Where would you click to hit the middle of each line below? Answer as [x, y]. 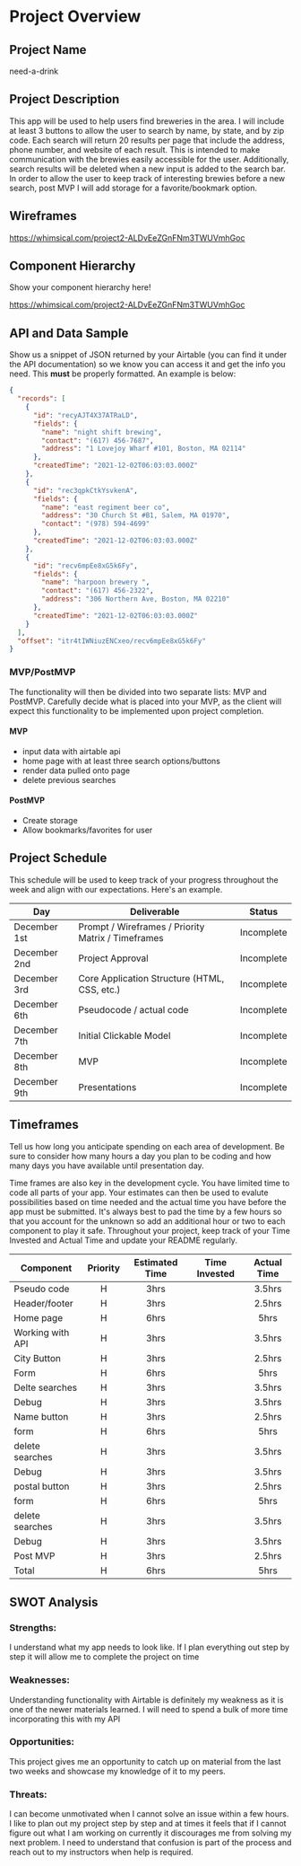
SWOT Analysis [54, 1602]
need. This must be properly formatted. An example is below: [123, 374]
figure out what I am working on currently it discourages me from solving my [150, 1833]
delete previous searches [69, 779]
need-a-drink [34, 71]
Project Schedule [58, 858]
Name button [41, 1416]
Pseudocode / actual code [134, 1009]
